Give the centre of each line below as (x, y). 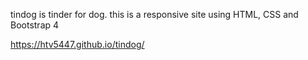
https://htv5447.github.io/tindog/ (77, 44)
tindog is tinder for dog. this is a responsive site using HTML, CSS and (154, 14)
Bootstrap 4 (35, 25)
